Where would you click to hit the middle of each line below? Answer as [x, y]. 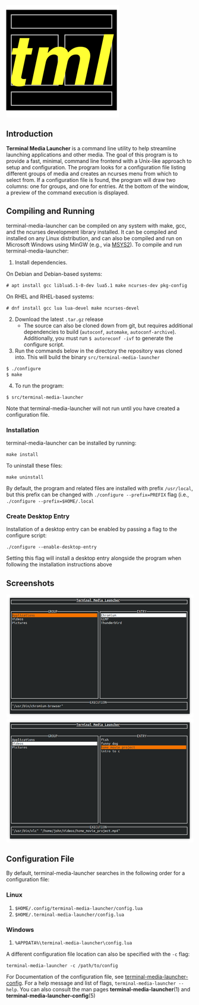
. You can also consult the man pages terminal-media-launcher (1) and [104, 989]
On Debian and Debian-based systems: [54, 274]
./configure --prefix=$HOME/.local [50, 501]
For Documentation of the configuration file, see [65, 976]
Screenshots [30, 583]
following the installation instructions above [59, 565]
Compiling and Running [50, 211]
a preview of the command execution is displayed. [68, 193]
